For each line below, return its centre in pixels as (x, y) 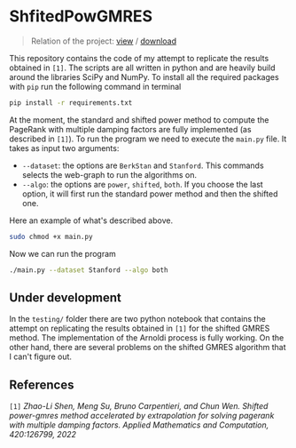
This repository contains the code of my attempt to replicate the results (139, 58)
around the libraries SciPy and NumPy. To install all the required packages (144, 76)
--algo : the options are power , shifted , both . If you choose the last (142, 184)
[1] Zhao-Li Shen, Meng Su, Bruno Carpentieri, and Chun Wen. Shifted (139, 406)
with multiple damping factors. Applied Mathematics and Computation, (139, 425)
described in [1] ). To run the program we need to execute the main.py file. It (148, 139)
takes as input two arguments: (64, 148)
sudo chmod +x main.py (51, 236)
